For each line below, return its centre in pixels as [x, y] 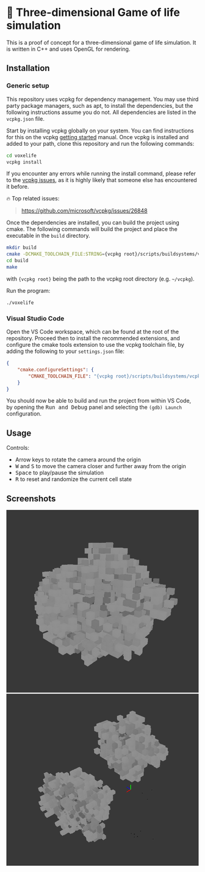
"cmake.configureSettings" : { [56, 370]
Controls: [18, 448]
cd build [17, 261]
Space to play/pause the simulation [59, 473]
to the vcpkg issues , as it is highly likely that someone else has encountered [102, 180]
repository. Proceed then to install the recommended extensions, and [93, 338]
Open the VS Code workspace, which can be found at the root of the [92, 332]
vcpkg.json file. [25, 118]
